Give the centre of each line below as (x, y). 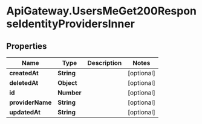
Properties (27, 46)
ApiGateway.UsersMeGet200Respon (102, 11)
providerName (31, 102)
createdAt (24, 73)
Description (105, 63)
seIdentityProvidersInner (70, 24)
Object (67, 83)
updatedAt (25, 112)
